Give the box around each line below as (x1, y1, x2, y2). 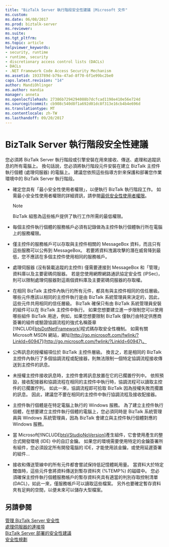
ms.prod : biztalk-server (5, 21, 57, 27)
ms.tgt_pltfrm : (5, 36, 37, 41)
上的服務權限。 (12, 230, 44, 236)
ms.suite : (5, 31, 26, 36)
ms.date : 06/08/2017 (5, 17, 49, 22)
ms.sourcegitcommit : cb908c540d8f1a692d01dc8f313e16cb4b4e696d (5, 102, 141, 107)
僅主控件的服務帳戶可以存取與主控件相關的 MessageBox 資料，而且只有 (12, 241, 161, 247)
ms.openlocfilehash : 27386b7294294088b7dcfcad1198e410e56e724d (5, 97, 141, 102)
